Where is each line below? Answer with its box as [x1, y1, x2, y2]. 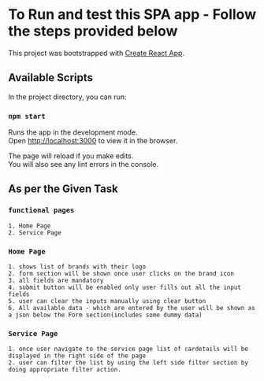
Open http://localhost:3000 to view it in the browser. [8, 136, 178, 146]
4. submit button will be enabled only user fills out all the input [8, 283, 242, 292]
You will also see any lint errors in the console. [8, 160, 159, 169]
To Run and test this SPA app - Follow [8, 6, 257, 24]
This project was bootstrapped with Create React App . [8, 48, 185, 57]
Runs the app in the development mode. [8, 128, 138, 137]
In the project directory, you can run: [8, 92, 127, 102]
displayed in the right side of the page [8, 352, 147, 360]
